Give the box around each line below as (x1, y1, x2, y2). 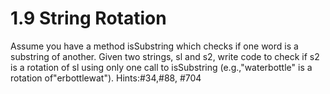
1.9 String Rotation (10, 7, 167, 30)
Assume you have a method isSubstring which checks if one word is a (10, 40, 299, 52)
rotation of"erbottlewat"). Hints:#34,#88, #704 (10, 72, 202, 84)
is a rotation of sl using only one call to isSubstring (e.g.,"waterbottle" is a (10, 61, 313, 73)
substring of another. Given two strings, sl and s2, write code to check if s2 (10, 50, 320, 62)
